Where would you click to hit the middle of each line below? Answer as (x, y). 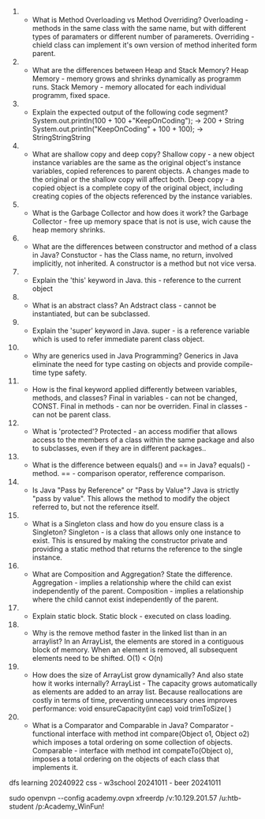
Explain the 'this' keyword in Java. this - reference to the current (136, 280)
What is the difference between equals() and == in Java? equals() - (141, 465)
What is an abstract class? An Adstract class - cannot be (124, 305)
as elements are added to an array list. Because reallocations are (137, 692)
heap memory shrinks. (69, 230)
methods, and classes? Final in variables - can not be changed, (135, 398)
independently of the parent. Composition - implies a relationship (138, 591)
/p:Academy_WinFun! (70, 806)
